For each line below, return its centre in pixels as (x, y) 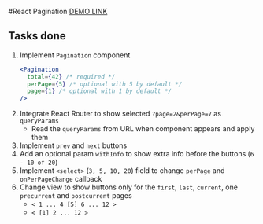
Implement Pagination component (75, 55)
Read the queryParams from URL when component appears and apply (143, 129)
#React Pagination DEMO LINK (58, 11)
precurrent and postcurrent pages (76, 196)
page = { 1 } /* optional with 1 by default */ (99, 91)
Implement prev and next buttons (73, 145)
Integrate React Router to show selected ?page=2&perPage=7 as (120, 114)
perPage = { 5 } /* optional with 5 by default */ (105, 84)
